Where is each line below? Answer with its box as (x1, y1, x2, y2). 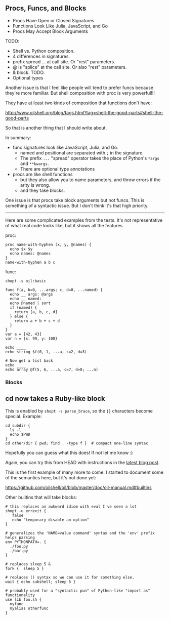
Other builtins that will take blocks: (5, 494, 77, 500)
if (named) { (10, 305, 37, 310)
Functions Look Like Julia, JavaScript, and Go (12, 23, 108, 29)
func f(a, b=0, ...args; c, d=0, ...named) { (5, 287, 103, 293)
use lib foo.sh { (5, 597, 42, 602)
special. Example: (5, 413, 42, 419)
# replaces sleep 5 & (5, 561, 51, 566)
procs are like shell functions (12, 171, 73, 177)
